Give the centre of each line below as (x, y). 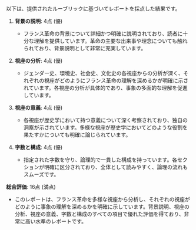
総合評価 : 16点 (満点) (31, 187)
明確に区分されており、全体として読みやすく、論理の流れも (116, 167)
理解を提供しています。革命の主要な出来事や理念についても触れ (111, 41)
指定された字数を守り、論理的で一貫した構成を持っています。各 (100, 160)
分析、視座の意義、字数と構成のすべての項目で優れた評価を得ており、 (99, 214)
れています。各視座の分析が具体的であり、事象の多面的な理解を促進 (106, 88)
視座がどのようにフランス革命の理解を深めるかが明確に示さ (116, 80)
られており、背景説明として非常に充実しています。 (84, 48)
